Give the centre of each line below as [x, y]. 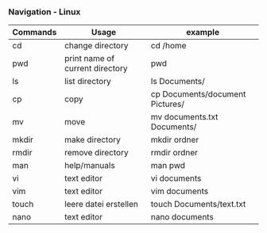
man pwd [168, 166]
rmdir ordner [174, 153]
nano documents [182, 217]
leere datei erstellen [102, 204]
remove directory [97, 153]
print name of [90, 59]
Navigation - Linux [44, 12]
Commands [35, 32]
